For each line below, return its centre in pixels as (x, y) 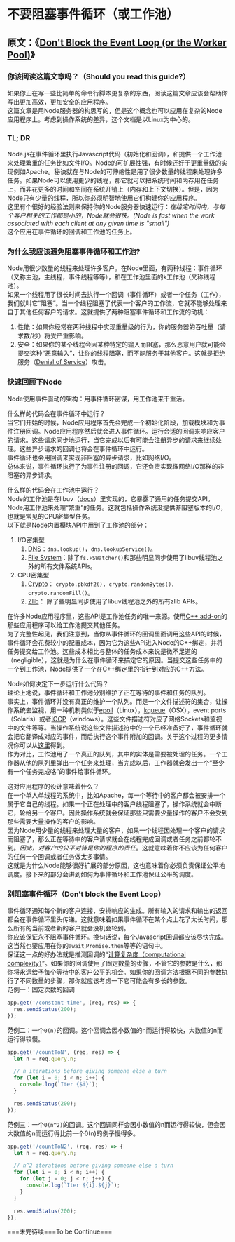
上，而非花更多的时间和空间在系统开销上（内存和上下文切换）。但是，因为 (113, 189)
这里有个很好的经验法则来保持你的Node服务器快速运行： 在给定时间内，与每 (116, 207)
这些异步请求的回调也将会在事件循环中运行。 (84, 448)
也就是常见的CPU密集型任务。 (51, 516)
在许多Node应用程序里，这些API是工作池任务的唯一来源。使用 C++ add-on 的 (117, 616)
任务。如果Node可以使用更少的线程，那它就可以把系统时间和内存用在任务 (113, 180)
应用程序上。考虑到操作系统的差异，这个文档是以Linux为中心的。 (101, 119)
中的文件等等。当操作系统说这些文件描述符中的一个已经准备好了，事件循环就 (117, 728)
